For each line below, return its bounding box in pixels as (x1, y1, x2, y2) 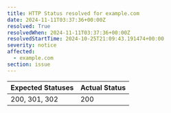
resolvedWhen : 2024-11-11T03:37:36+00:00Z (7, 29, 130, 36)
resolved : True (7, 23, 51, 29)
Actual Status (80, 83, 126, 92)
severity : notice (7, 42, 57, 49)
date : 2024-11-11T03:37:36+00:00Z (7, 16, 106, 23)
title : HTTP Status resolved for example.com (7, 10, 139, 17)
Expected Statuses (10, 83, 74, 92)
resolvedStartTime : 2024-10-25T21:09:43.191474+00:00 (7, 36, 165, 42)
